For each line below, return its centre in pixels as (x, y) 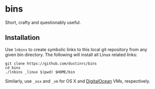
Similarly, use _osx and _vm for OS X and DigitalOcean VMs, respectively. (77, 81)
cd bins (13, 68)
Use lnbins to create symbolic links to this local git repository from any (76, 49)
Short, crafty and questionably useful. (43, 22)
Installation (22, 38)
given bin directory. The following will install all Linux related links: (71, 54)
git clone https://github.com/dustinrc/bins (51, 63)
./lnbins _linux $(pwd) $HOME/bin (40, 72)
